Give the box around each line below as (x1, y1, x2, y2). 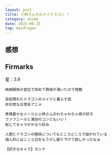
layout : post (5, 7, 32, 12)
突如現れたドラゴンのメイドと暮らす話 (5, 97, 72, 102)
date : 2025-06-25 (5, 21, 41, 26)
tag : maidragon (5, 26, 37, 31)
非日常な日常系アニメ (5, 102, 42, 107)
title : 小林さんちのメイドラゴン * (5, 12, 70, 17)
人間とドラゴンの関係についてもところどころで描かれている (5, 132, 108, 137)
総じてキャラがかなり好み (5, 122, 49, 127)
